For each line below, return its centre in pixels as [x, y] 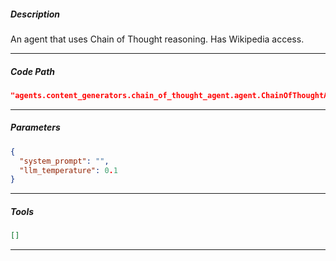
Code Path [33, 71]
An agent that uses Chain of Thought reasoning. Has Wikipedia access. [157, 39]
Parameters [35, 127]
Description [35, 14]
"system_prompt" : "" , [64, 161]
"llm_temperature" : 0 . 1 [68, 170]
